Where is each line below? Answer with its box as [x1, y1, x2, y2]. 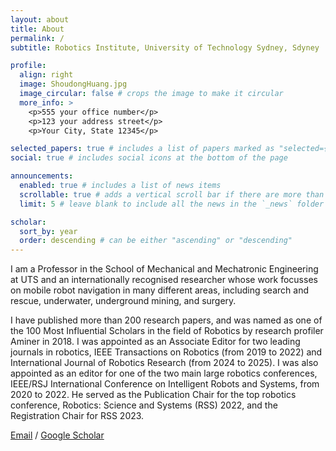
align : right [19, 70, 74, 80]
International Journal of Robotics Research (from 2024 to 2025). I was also [10, 357, 319, 369]
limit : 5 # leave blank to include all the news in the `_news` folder [19, 199, 325, 209]
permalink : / [10, 33, 65, 43]
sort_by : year [19, 226, 78, 236]
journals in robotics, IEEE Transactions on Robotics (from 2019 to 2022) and [10, 346, 323, 358]
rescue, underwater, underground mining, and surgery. [10, 295, 237, 307]
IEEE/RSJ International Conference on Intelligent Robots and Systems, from [10, 378, 320, 390]
